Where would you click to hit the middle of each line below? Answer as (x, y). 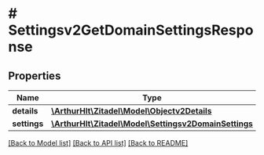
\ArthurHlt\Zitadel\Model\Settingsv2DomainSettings (152, 124)
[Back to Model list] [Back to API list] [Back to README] (98, 143)
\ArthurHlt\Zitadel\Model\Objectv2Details (131, 111)
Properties (35, 76)
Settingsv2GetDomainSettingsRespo (131, 30)
